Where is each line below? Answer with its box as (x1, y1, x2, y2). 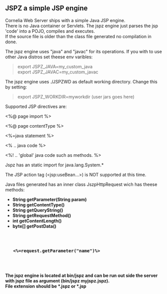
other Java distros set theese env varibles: (5, 54, 93, 60)
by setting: (5, 84, 27, 90)
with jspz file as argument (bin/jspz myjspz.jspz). (5, 277, 110, 283)
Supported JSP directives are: (5, 103, 67, 110)
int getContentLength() (12, 218, 62, 224)
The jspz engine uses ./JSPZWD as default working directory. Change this (5, 78, 157, 84)
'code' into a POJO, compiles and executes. (5, 28, 95, 34)
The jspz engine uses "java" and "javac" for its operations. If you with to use (5, 48, 162, 54)
